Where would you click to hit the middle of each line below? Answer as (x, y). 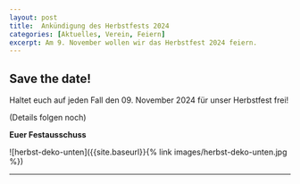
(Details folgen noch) (48, 118)
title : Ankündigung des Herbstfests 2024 (89, 26)
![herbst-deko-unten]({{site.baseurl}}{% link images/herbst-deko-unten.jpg (148, 152)
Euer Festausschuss (48, 135)
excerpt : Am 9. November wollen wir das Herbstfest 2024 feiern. (133, 42)
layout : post (33, 17)
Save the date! (50, 78)
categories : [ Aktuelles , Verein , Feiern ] (87, 34)
